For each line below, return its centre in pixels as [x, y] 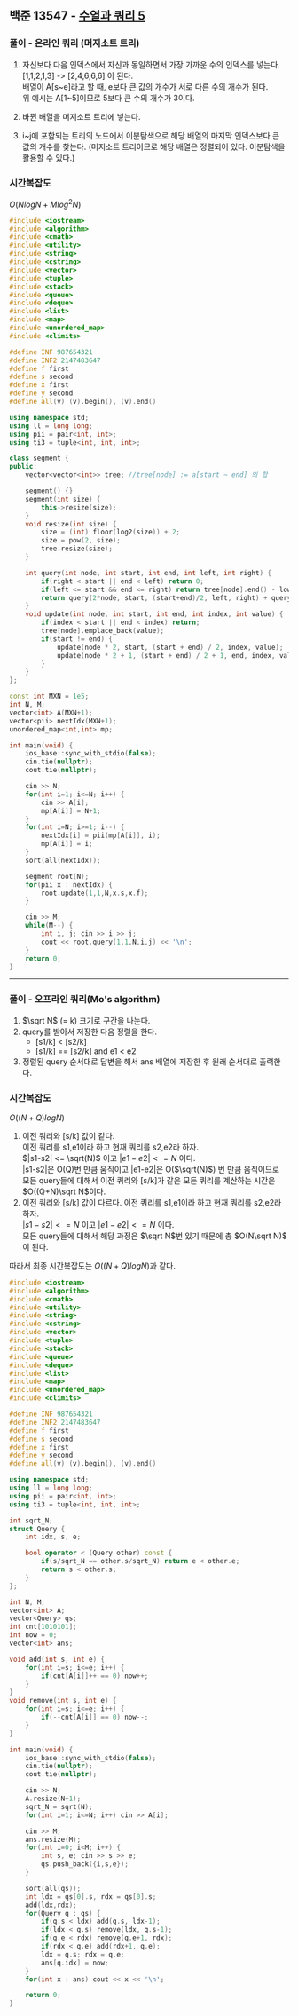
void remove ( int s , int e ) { [63, 1701]
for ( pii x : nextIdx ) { [69, 885]
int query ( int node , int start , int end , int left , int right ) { [149, 573]
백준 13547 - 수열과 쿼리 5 [78, 16]
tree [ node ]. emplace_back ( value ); [103, 631]
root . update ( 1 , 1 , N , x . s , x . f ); [95, 893]
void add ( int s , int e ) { [57, 1659]
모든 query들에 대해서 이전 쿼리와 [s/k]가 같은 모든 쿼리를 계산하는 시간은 [149, 1180]
